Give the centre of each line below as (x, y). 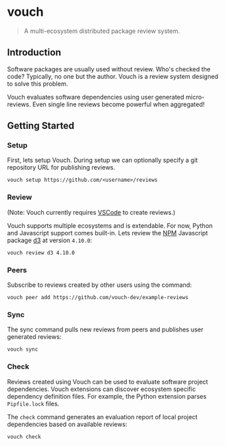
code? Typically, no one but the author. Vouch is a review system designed (113, 76)
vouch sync (23, 350)
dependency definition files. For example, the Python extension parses (107, 396)
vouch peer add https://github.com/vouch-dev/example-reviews (98, 298)
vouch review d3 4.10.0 (41, 253)
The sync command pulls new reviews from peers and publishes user (105, 329)
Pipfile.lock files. (33, 403)
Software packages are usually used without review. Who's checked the (109, 69)
